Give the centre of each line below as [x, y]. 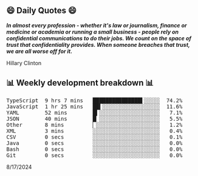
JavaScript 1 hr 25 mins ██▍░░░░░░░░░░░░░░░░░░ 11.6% [94, 106]
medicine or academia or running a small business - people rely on [93, 32]
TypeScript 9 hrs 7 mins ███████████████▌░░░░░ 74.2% [94, 100]
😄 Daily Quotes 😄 [42, 11]
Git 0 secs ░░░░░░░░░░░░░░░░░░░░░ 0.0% [94, 155]
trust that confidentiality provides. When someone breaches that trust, [98, 44]
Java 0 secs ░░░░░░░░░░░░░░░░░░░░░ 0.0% [94, 143]
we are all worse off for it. [39, 51]
